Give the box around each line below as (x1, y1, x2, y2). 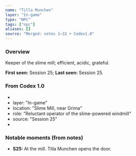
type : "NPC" (5, 17, 31, 22)
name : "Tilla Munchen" (5, 7, 53, 13)
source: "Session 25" (12, 116, 58, 122)
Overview (5, 48, 30, 55)
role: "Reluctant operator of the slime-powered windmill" (12, 110, 131, 117)
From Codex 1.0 (5, 82, 45, 90)
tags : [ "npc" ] (5, 21, 36, 27)
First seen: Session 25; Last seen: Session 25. (5, 70, 103, 76)
